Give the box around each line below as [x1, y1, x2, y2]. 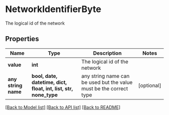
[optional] [138, 82, 161, 89]
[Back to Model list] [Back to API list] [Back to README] [5, 104, 121, 110]
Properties [5, 35, 39, 43]
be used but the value [81, 79, 133, 86]
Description [93, 49, 122, 56]
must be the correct [81, 85, 128, 92]
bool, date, [32, 72, 58, 79]
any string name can [81, 72, 130, 79]
